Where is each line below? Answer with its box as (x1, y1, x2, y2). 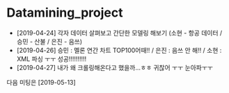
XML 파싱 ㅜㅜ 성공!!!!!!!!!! (16, 54, 87, 63)
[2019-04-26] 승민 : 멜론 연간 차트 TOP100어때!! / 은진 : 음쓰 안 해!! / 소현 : (16, 46, 222, 54)
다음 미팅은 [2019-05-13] (6, 78, 76, 86)
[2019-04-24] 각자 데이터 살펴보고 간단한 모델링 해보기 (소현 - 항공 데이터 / (16, 28, 223, 37)
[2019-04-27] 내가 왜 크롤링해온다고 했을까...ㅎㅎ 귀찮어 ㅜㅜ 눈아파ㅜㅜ (16, 63, 214, 71)
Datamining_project (6, 5, 123, 21)
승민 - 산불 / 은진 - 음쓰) (16, 37, 83, 46)
